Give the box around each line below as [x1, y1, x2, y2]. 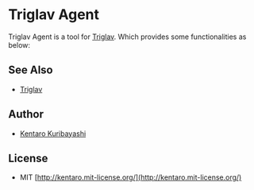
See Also [8, 64, 53, 77]
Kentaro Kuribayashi [19, 129, 87, 138]
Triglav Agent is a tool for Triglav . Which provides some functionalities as [8, 32, 247, 41]
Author [8, 107, 44, 121]
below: [8, 40, 30, 49]
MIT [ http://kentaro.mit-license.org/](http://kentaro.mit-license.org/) [19, 173, 242, 182]
